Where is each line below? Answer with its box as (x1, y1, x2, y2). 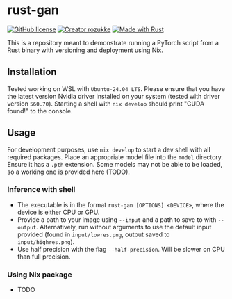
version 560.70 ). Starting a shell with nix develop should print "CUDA (7, 99, 205, 108)
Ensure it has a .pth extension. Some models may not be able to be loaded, (7, 160, 223, 168)
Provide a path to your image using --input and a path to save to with (17, 215, 217, 224)
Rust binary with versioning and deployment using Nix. (7, 46, 163, 54)
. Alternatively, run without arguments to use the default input (35, 223, 212, 231)
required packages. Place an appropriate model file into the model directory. (7, 152, 224, 161)
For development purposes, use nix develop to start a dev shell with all (7, 145, 210, 154)
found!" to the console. (7, 106, 73, 115)
